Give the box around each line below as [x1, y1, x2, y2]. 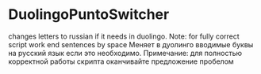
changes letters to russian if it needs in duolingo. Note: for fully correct [8, 31, 240, 41]
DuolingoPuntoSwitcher [8, 6, 170, 24]
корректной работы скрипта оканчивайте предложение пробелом [8, 57, 234, 66]
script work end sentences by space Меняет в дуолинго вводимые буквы [8, 39, 254, 49]
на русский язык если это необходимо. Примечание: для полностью [8, 48, 243, 57]
